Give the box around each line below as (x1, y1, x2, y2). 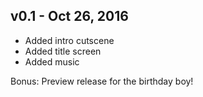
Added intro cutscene (24, 34, 115, 46)
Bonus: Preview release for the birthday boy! (10, 75, 194, 87)
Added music (24, 55, 80, 68)
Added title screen (24, 45, 102, 57)
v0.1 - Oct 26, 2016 (10, 8, 129, 25)
